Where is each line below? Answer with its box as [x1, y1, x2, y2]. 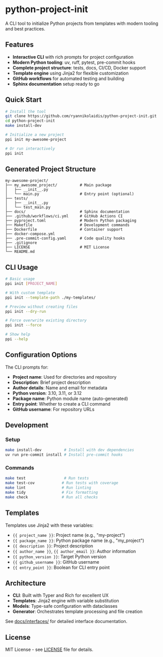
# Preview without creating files [5, 304, 78, 309]
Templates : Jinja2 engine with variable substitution [12, 598, 120, 604]
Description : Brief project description [12, 379, 91, 385]
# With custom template [5, 290, 56, 295]
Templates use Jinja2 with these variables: [5, 522, 94, 528]
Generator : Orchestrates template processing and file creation [12, 608, 143, 614]
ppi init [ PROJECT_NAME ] [5, 281, 58, 286]
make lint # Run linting [5, 485, 92, 490]
